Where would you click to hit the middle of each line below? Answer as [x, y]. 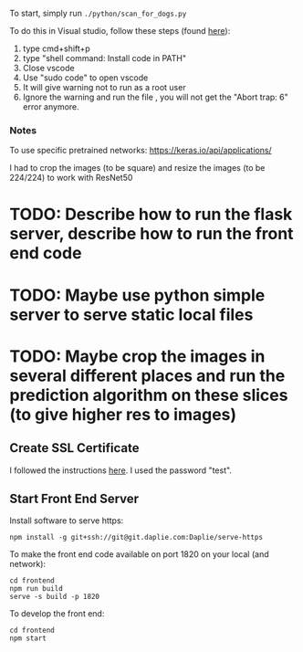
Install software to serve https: [67, 521]
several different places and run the [147, 376]
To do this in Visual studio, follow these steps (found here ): [120, 31]
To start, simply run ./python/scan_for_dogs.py [98, 13]
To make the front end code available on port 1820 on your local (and [139, 554]
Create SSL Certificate [74, 448]
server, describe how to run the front [151, 234]
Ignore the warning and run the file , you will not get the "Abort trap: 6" [156, 97]
